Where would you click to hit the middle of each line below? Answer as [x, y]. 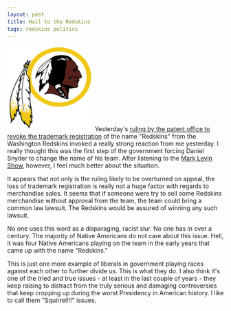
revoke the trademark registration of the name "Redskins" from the [102, 137]
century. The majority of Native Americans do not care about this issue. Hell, [115, 236]
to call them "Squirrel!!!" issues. [52, 300]
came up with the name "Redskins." [57, 251]
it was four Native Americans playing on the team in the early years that [108, 243]
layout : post [26, 14]
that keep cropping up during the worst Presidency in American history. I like [115, 293]
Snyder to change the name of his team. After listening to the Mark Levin [110, 159]
